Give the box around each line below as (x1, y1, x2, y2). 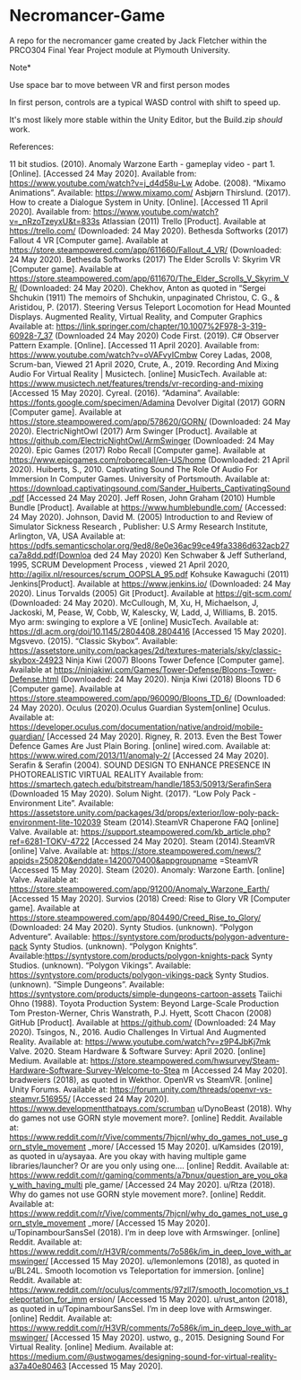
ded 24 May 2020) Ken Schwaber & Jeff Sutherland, (93, 549, 288, 560)
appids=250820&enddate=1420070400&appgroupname (9, 855, 218, 866)
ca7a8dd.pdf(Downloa (9, 549, 92, 560)
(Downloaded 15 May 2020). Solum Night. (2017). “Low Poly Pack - (9, 787, 257, 799)
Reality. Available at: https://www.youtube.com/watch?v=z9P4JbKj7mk (9, 1036, 271, 1047)
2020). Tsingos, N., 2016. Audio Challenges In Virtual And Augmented (9, 1026, 267, 1037)
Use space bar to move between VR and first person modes (9, 79, 230, 90)
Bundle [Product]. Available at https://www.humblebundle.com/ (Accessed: (9, 502, 287, 513)
